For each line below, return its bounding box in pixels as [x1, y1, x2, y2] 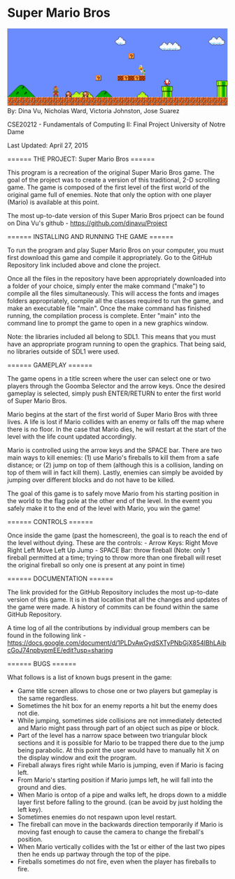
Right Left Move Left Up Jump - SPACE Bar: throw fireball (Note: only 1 [7, 546, 210, 555]
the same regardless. [17, 694, 78, 703]
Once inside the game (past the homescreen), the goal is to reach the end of [7, 531, 228, 539]
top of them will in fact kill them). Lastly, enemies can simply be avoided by [7, 468, 224, 477]
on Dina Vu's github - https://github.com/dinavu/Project [7, 219, 168, 228]
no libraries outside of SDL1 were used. [7, 347, 120, 356]
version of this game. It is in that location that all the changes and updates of [7, 595, 228, 604]
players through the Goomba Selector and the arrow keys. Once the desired [7, 382, 226, 391]
